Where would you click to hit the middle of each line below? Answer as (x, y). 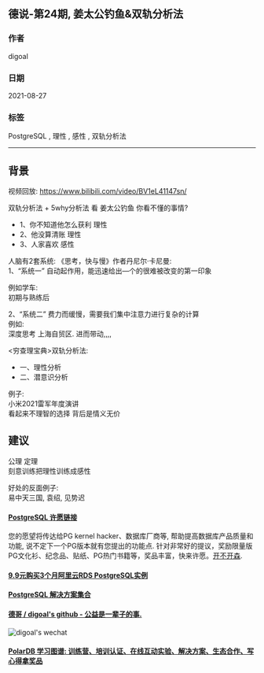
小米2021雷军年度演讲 (44, 404)
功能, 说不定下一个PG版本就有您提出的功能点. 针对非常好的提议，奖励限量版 (130, 546)
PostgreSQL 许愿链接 (43, 517)
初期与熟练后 (29, 298)
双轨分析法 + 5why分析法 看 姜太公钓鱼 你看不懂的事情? (98, 208)
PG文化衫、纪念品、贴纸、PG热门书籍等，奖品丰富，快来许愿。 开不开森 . (125, 556)
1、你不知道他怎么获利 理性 (63, 225)
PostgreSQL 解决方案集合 (50, 595)
